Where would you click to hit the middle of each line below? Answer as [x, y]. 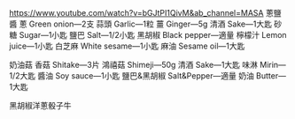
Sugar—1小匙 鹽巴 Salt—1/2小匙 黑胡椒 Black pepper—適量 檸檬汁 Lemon [153, 35]
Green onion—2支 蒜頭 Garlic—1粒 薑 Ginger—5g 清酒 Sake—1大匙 [151, 24]
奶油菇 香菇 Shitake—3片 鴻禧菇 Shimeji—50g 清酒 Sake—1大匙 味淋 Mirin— [147, 65]
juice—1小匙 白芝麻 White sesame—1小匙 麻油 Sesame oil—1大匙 [127, 46]
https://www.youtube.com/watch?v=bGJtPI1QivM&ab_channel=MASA [136, 13]
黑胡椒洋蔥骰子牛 [40, 105]
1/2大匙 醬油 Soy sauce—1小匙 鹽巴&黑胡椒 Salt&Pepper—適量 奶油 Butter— [147, 76]
